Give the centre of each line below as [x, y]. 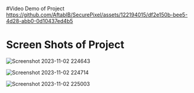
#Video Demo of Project [35, 9]
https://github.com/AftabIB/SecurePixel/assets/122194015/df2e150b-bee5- [97, 15]
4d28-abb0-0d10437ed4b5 [40, 21]
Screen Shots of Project [65, 45]
